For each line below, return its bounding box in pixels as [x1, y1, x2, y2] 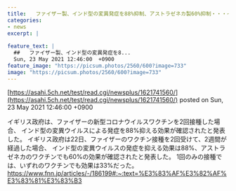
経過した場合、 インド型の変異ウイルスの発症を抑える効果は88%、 [7, 143, 202, 152]
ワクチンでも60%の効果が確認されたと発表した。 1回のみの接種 [31, 152, 216, 161]
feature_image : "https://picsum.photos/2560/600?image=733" [7, 62, 188, 69]
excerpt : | [7, 29, 39, 37]
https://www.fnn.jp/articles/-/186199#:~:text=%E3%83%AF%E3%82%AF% [7, 169, 227, 177]
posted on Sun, [179, 95, 223, 104]
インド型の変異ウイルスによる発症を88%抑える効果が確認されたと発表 [20, 126, 226, 134]
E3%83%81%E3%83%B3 [7, 176, 82, 185]
